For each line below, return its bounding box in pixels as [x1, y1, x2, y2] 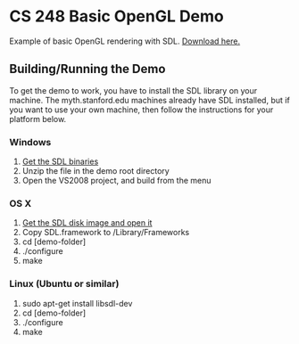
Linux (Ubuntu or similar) [9, 278, 120, 291]
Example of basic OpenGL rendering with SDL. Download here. [9, 36, 241, 46]
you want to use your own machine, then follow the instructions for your [9, 104, 274, 115]
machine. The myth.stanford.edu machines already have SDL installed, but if [9, 94, 290, 105]
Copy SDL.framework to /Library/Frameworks [21, 227, 190, 238]
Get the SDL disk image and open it [21, 217, 153, 228]
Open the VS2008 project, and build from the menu [21, 176, 212, 186]
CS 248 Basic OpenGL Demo [9, 6, 225, 27]
